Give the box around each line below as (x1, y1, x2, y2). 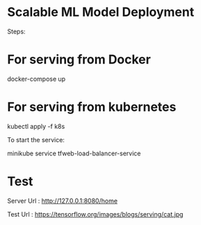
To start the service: (7, 135, 65, 143)
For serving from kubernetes (7, 99, 177, 115)
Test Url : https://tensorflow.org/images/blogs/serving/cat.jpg (7, 210, 184, 218)
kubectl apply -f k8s (7, 122, 65, 130)
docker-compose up (7, 75, 66, 83)
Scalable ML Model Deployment (7, 4, 195, 20)
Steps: (7, 27, 26, 36)
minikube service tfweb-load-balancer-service (7, 149, 141, 157)
